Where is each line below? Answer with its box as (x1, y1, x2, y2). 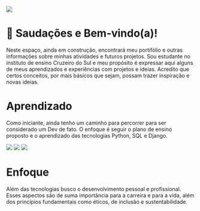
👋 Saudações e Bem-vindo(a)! (6, 26, 158, 40)
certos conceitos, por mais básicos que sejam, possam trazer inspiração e (6, 72, 190, 79)
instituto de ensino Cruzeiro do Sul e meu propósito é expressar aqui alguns (6, 59, 193, 66)
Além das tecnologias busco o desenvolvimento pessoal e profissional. (6, 185, 181, 192)
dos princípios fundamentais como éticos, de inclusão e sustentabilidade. (6, 198, 188, 205)
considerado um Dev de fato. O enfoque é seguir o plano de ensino (6, 126, 172, 133)
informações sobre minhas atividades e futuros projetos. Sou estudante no (6, 52, 190, 60)
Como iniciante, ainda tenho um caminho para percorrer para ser (6, 119, 166, 126)
